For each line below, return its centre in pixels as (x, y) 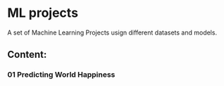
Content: (27, 55)
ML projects (43, 13)
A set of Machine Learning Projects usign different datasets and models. (112, 32)
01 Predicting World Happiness (61, 75)
